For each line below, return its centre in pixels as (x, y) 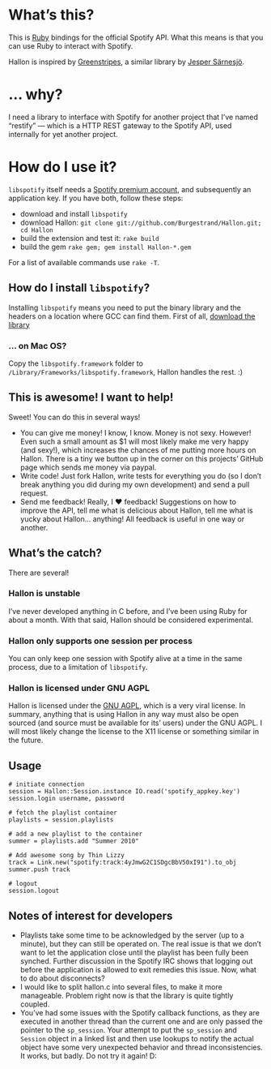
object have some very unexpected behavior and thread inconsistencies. (141, 1047)
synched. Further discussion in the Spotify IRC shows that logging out (136, 961)
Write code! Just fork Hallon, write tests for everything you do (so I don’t (140, 475)
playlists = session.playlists (61, 820)
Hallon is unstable (44, 594)
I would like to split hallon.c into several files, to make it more (121, 987)
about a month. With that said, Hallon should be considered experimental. (131, 620)
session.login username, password (67, 799)
